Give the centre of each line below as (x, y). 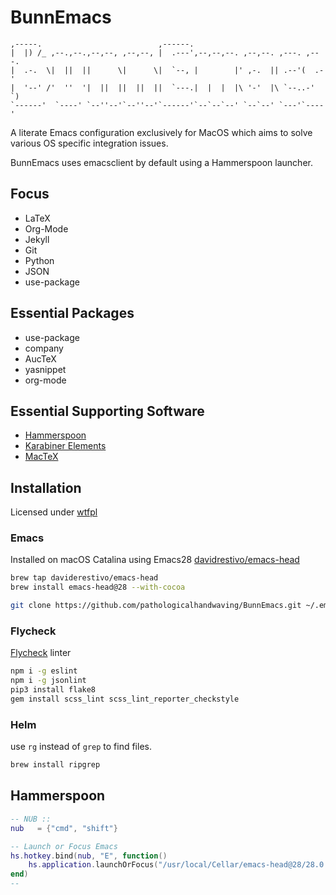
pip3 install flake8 (53, 690)
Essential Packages (72, 313)
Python (39, 260)
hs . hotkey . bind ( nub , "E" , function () (89, 856)
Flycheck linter (41, 653)
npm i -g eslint (44, 671)
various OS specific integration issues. (89, 143)
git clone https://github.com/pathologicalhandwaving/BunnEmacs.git (156, 606)
